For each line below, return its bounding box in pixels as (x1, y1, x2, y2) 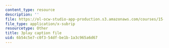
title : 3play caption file (5, 30, 62, 35)
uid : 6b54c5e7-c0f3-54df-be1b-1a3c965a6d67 (5, 35, 98, 40)
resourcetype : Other (5, 26, 49, 31)
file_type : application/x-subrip (5, 21, 75, 26)
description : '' (5, 12, 39, 17)
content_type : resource (5, 7, 55, 12)
